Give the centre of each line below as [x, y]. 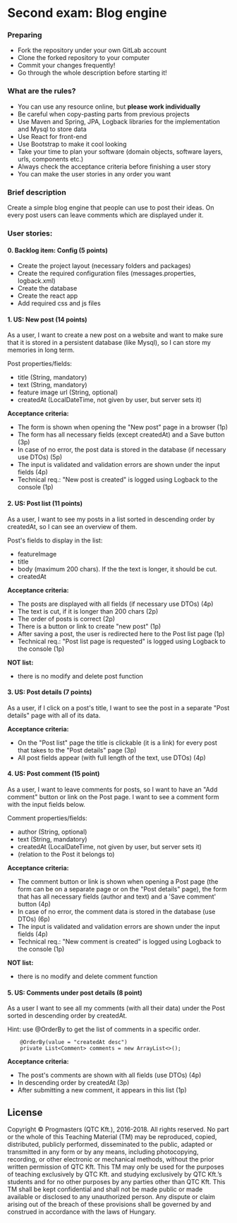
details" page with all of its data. [54, 715]
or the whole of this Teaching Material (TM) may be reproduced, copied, [112, 1137]
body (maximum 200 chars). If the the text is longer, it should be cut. [117, 568]
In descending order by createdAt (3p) [73, 1083]
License [25, 1112]
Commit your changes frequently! [66, 66]
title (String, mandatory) [52, 377]
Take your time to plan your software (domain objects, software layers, [120, 151]
